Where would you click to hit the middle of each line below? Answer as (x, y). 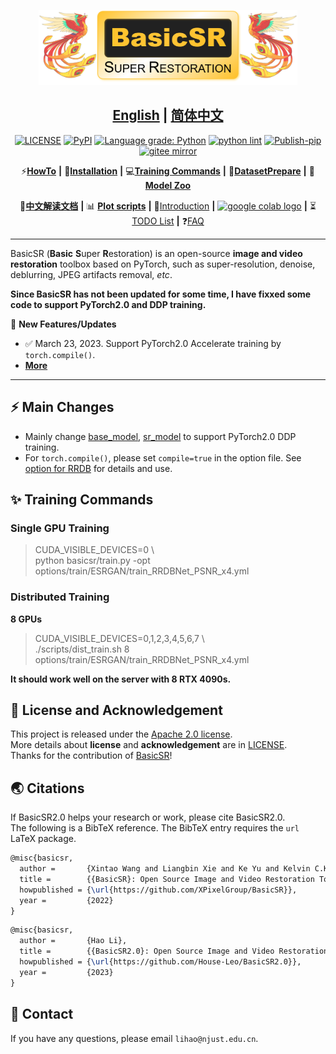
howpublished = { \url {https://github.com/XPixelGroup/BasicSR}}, (158, 890)
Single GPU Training (60, 528)
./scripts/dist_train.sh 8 (82, 649)
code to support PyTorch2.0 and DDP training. (108, 304)
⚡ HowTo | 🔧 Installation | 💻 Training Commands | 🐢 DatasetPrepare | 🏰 (168, 171)
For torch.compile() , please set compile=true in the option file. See (163, 457)
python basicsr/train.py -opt (92, 561)
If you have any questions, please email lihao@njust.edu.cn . (134, 1038)
